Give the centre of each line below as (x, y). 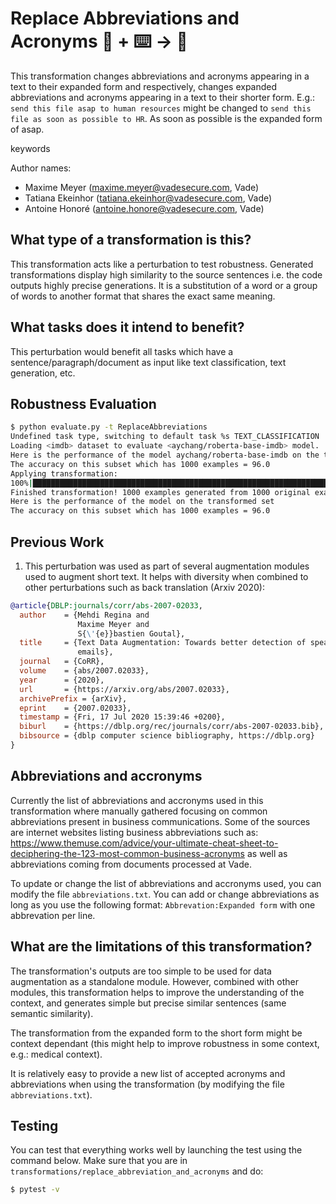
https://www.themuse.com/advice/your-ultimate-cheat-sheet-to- (144, 843)
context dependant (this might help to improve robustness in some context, (165, 1043)
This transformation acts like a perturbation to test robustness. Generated (162, 264)
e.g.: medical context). (56, 1054)
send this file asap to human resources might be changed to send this (161, 108)
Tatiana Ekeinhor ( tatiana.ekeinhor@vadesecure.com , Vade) (148, 198)
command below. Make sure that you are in (99, 1161)
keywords (30, 148)
